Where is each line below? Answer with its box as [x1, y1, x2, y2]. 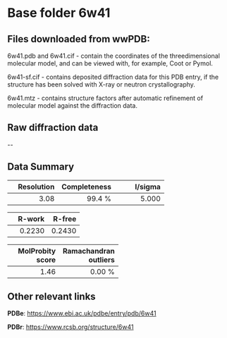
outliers [88, 255, 115, 265]
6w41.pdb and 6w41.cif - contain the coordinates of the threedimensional [7, 51, 221, 60]
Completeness [61, 182, 111, 192]
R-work [18, 213, 45, 223]
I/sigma [135, 182, 161, 192]
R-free [52, 213, 77, 223]
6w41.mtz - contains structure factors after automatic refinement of [7, 94, 203, 102]
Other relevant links [7, 291, 97, 303]
